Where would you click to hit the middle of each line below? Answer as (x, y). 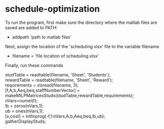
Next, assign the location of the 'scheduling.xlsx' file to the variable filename (82, 46)
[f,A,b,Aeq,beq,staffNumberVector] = (42, 90)
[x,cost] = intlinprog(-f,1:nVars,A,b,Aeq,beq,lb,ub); (55, 116)
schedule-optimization (53, 9)
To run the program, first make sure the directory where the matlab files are (81, 22)
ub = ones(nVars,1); (24, 111)
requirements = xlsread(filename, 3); (42, 85)
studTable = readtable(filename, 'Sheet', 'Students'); (58, 74)
